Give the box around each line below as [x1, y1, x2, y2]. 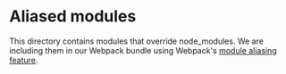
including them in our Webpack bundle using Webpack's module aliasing [9, 45, 277, 55]
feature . [9, 54, 38, 65]
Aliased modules [9, 6, 137, 27]
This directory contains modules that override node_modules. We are [9, 36, 264, 46]
